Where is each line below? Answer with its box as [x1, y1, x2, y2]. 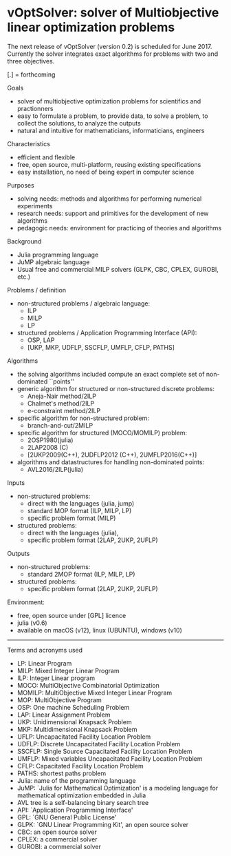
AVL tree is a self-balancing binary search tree [16, 798, 149, 806]
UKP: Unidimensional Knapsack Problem [16, 717, 132, 726]
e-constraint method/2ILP [27, 406, 101, 415]
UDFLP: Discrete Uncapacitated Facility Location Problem [16, 739, 181, 748]
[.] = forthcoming [7, 70, 56, 79]
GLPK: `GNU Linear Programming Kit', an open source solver [16, 820, 189, 828]
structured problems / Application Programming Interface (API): [16, 328, 197, 337]
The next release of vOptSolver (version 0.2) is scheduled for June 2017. [7, 42, 212, 50]
